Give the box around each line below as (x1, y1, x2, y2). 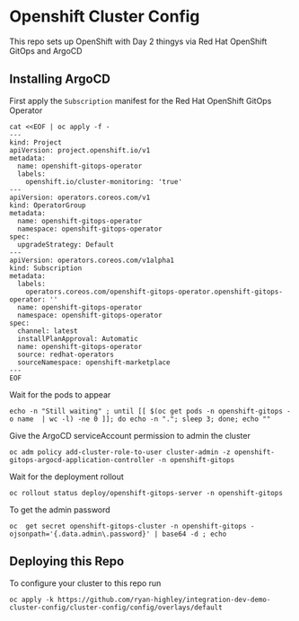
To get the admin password (9, 504, 110, 515)
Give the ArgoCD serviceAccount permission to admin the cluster (9, 430, 251, 441)
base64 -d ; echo (162, 529, 227, 538)
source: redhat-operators (17, 350, 115, 359)
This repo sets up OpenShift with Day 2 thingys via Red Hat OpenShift (9, 36, 268, 47)
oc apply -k (9, 595, 54, 604)
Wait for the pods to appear (9, 389, 111, 400)
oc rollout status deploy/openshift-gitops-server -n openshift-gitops (9, 488, 283, 497)
